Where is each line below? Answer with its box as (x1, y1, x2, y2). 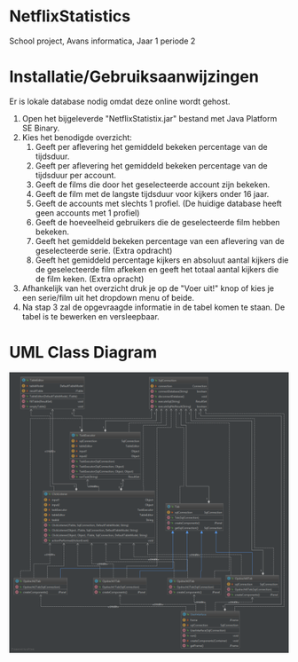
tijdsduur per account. (35, 169, 117, 180)
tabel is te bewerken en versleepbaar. (21, 311, 160, 321)
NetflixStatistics (9, 6, 131, 27)
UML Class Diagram (9, 343, 158, 363)
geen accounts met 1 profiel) (35, 207, 140, 218)
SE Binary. (21, 122, 60, 133)
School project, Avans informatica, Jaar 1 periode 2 (9, 35, 196, 46)
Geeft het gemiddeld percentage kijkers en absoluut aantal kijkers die (35, 255, 289, 265)
